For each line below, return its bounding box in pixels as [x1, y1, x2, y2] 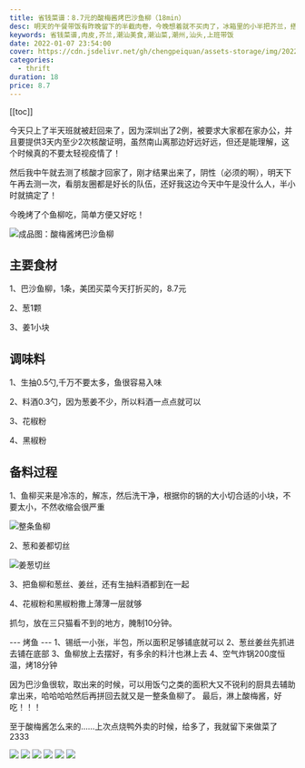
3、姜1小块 [9, 322, 50, 333]
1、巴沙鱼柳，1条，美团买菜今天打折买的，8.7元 [9, 283, 187, 294]
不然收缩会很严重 [40, 501, 105, 512]
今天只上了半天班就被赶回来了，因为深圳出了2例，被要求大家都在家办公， [9, 125, 285, 136]
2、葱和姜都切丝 [9, 541, 71, 551]
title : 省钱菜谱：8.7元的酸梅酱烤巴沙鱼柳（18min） [9, 13, 186, 23]
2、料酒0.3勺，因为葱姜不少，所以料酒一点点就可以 [9, 397, 202, 408]
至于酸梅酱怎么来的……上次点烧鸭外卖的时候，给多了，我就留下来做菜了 [9, 721, 279, 733]
